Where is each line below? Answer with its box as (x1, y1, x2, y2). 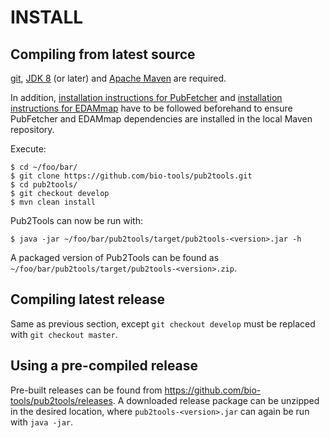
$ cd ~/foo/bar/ (10, 162, 78, 172)
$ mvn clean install (10, 197, 97, 207)
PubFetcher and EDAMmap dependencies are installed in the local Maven (10, 113, 313, 125)
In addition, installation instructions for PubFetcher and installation (10, 92, 283, 103)
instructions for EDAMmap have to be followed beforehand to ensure (10, 102, 293, 114)
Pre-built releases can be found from (10, 384, 163, 396)
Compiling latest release (10, 291, 165, 308)
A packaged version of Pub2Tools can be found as (10, 252, 220, 263)
